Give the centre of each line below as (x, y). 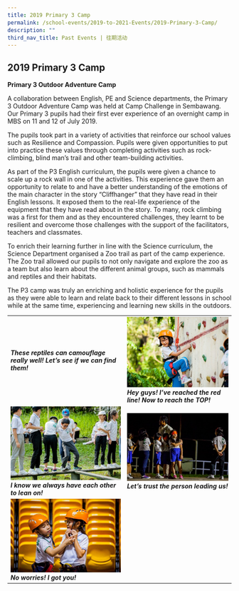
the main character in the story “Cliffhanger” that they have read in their (112, 195)
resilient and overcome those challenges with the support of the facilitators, (118, 225)
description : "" (31, 30)
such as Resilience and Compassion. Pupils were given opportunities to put (117, 143)
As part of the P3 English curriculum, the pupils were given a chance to (112, 172)
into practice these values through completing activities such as (101, 151)
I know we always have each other (63, 485)
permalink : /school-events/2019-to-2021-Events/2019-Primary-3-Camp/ (113, 22)
